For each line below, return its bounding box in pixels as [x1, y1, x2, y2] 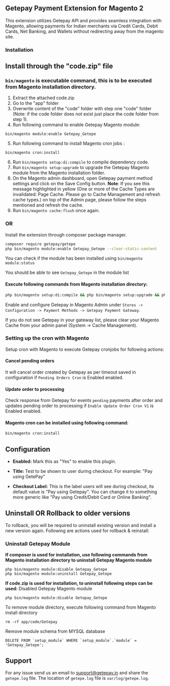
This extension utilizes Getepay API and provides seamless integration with [5, 17, 162, 23]
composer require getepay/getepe [5, 241, 76, 247]
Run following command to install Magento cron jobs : [12, 140, 125, 146]
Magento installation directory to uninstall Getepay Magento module [5, 557, 152, 563]
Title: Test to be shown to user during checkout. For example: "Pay [12, 468, 153, 474]
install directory [5, 610, 38, 616]
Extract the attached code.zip [12, 95, 75, 101]
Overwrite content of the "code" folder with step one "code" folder [12, 106, 152, 112]
